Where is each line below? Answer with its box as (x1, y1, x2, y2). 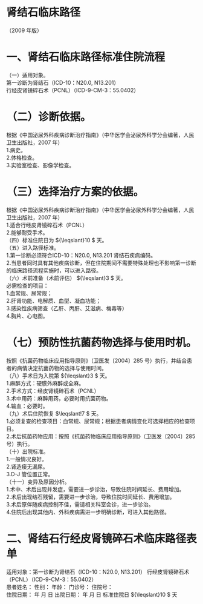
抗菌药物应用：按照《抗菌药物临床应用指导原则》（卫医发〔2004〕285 (21, 433, 196, 440)
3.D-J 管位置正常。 (6, 470, 54, 477)
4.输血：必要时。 (6, 402, 48, 410)
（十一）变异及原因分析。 (6, 478, 70, 485)
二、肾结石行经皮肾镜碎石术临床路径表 (6, 531, 198, 545)
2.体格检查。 (6, 154, 38, 161)
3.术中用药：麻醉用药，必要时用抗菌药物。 (6, 394, 112, 402)
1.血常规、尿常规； (6, 289, 53, 297)
